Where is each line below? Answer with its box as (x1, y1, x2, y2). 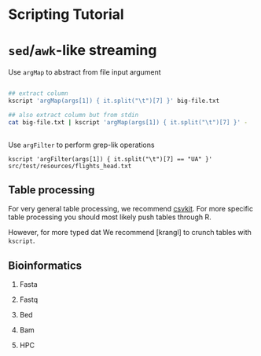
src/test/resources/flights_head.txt (8, 162, 132, 170)
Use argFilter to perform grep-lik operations (8, 140, 155, 149)
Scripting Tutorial (8, 6, 124, 24)
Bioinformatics (8, 259, 83, 272)
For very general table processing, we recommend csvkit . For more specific (8, 204, 254, 214)
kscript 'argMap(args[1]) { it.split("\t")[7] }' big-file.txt (8, 97, 220, 105)
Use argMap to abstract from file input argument (8, 68, 161, 77)
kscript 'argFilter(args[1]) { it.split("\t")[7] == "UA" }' (8, 155, 213, 163)
